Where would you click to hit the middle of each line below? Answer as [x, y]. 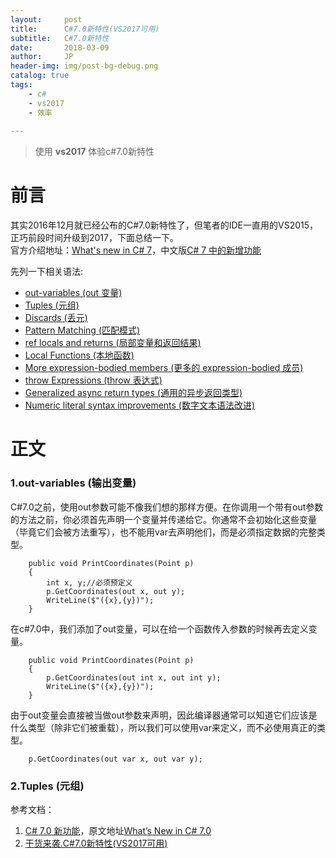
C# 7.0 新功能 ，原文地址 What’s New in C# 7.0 [118, 830]
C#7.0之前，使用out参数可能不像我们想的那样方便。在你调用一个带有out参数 [167, 507]
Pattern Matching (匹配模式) [82, 330]
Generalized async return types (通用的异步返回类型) [133, 393]
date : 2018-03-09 [60, 47]
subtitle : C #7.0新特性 [60, 38]
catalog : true [40, 76]
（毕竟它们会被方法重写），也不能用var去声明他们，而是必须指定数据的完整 [163, 532]
